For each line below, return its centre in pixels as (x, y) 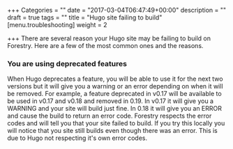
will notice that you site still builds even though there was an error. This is (113, 131)
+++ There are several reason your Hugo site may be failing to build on (109, 38)
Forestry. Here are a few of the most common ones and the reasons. (105, 46)
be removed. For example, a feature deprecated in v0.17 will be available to (114, 94)
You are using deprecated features (67, 63)
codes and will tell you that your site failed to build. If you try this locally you (116, 123)
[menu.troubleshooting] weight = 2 (57, 25)
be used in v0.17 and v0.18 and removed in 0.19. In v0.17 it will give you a (111, 101)
